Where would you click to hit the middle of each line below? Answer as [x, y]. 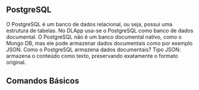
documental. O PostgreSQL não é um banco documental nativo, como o [94, 37]
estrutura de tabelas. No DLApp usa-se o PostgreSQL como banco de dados [100, 30]
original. [16, 62]
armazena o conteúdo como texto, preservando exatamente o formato [92, 55]
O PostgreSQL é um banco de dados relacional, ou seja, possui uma [89, 24]
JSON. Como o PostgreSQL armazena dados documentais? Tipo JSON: [94, 49]
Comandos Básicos [43, 81]
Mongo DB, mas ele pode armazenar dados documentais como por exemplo [99, 43]
